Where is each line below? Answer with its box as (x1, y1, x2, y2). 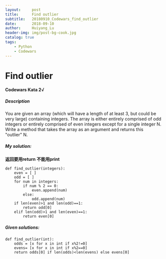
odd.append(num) (31, 196, 65, 201)
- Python (14, 44, 32, 49)
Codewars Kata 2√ (5, 87, 45, 93)
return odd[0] (23, 205, 52, 210)
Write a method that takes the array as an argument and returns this (5, 127, 144, 132)
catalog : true (5, 35, 35, 40)
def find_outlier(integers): (5, 166, 65, 171)
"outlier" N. (5, 132, 28, 138)
